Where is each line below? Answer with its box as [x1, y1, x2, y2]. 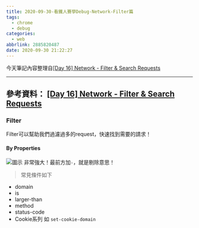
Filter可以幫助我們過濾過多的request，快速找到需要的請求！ [6, 131, 152, 138]
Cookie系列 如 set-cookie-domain [14, 215, 96, 223]
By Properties [6, 145, 41, 152]
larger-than [14, 195, 43, 202]
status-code [14, 208, 45, 216]
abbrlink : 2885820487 [6, 42, 60, 48]
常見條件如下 [20, 171, 52, 178]
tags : [6, 14, 20, 20]
